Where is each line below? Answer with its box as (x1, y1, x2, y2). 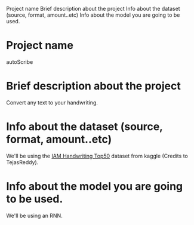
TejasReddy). (6, 158, 39, 166)
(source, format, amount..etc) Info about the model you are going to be (6, 11, 180, 19)
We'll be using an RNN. (6, 212, 63, 219)
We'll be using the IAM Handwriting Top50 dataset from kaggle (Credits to (6, 152, 188, 159)
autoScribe (6, 58, 33, 65)
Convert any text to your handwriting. (6, 98, 98, 106)
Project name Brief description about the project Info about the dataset (6, 5, 180, 12)
